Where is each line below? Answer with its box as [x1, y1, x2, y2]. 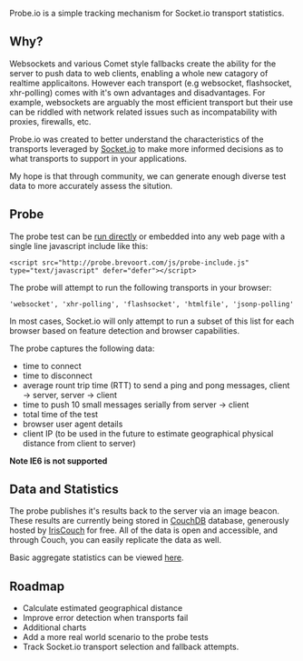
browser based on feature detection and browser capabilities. [9, 325, 240, 336]
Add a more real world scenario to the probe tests [22, 632, 209, 643]
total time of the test [22, 408, 98, 419]
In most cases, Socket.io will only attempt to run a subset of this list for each [9, 315, 295, 326]
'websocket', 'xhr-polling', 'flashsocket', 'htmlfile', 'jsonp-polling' [9, 299, 295, 308]
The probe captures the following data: [9, 343, 155, 354]
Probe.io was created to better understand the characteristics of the [9, 134, 264, 145]
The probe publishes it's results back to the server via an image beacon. [9, 506, 279, 516]
